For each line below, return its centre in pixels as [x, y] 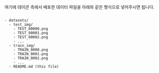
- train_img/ [22, 46]
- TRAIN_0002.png [31, 58]
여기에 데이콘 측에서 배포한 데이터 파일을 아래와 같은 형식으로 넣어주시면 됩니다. [79, 7]
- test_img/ [21, 24]
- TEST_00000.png [31, 29]
